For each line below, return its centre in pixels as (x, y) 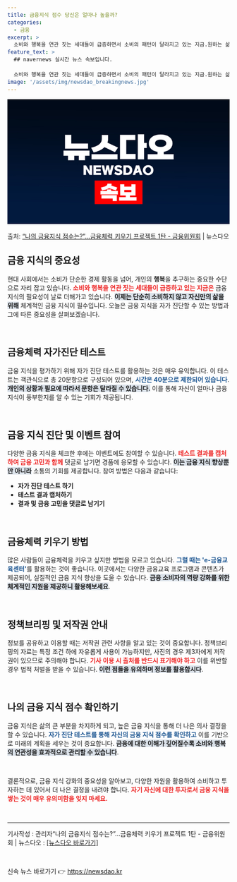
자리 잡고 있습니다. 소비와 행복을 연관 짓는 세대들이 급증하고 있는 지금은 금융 (123, 288)
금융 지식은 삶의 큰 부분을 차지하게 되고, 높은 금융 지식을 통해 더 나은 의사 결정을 (117, 725)
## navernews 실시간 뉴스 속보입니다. (63, 60)
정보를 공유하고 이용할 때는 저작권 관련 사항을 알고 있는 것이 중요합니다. (105, 643)
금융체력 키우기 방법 (48, 542)
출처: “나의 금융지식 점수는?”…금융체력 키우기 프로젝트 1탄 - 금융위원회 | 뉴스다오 (118, 236)
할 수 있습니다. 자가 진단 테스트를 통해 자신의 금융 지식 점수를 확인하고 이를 (109, 735)
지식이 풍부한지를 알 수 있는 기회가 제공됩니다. (71, 397)
